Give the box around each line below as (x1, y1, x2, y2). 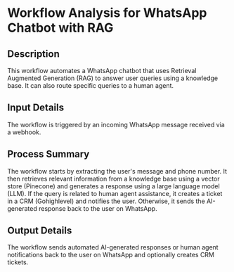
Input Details (7, 102, 65, 114)
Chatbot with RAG (7, 20, 114, 36)
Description (7, 48, 60, 60)
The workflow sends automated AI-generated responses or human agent (7, 243, 219, 252)
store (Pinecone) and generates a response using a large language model (7, 181, 220, 190)
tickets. (7, 258, 29, 266)
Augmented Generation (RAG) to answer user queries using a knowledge (7, 74, 219, 82)
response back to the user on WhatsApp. (38, 204, 157, 212)
